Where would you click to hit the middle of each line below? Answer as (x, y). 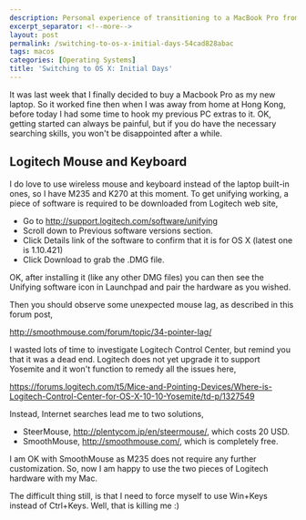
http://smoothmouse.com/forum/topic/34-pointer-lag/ (111, 331)
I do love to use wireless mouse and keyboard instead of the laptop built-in (149, 184)
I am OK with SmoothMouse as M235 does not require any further (133, 459)
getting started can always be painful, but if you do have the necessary (143, 123)
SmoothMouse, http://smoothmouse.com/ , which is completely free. (150, 441)
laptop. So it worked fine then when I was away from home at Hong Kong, (148, 104)
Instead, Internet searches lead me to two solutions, (107, 413)
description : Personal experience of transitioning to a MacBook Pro (144, 18)
